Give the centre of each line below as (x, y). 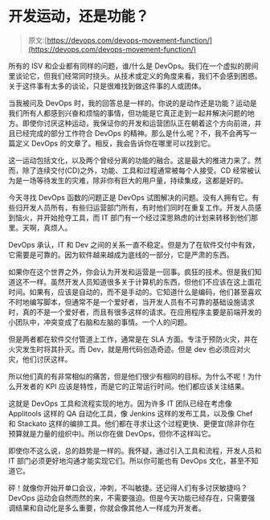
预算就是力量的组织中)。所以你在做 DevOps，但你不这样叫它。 (112, 433)
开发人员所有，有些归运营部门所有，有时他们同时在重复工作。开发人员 (138, 207)
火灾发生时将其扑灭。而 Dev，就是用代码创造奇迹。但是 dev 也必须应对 (126, 349)
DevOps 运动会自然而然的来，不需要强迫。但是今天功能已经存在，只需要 (128, 497)
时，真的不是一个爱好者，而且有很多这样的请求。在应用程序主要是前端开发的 (135, 312)
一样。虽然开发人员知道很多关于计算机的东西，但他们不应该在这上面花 (145, 281)
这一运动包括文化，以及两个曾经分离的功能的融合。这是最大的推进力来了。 (131, 160)
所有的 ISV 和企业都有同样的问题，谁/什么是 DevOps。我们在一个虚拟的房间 (133, 66)
